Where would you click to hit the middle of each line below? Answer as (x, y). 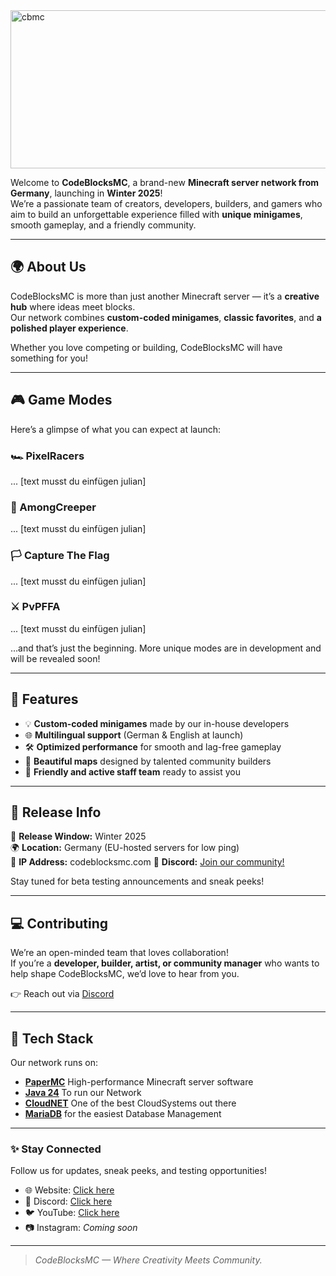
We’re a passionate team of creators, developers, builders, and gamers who (166, 203)
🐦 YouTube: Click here (72, 1213)
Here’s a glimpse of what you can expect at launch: (116, 429)
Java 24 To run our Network (83, 1093)
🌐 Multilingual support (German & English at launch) (134, 735)
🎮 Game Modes (61, 400)
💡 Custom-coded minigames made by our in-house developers (157, 723)
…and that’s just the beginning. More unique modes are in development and (166, 648)
